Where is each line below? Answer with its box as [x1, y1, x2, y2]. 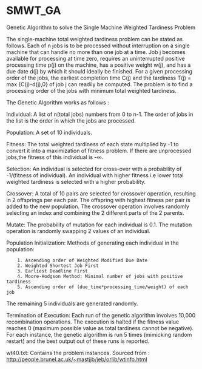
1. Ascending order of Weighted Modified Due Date [17, 257, 148, 263]
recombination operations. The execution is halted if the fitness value [6, 318, 180, 325]
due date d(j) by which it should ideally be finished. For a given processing [6, 67, 193, 75]
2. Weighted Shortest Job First [17, 262, 99, 269]
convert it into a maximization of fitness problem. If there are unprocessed [6, 147, 192, 154]
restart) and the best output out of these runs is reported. [6, 337, 150, 345]
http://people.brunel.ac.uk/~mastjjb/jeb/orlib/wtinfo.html [6, 356, 147, 363]
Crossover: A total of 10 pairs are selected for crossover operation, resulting [6, 189, 196, 197]
